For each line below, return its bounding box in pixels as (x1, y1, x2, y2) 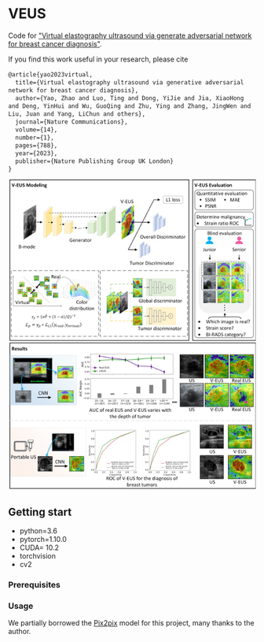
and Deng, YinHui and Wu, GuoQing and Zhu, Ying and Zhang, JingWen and (8, 102, 251, 110)
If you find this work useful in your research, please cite (8, 54, 189, 64)
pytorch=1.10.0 (19, 534, 67, 544)
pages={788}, (15, 141, 58, 150)
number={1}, (15, 133, 55, 142)
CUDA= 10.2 (19, 543, 59, 552)
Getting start (8, 505, 72, 518)
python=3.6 (19, 525, 57, 536)
